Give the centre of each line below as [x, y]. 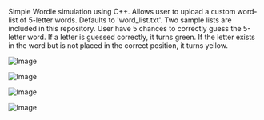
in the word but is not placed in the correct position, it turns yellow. [118, 46]
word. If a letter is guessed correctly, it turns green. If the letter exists [141, 37]
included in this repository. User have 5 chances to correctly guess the [125, 28]
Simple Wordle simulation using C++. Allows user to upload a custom [122, 12]
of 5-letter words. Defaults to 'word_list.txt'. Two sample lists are [126, 20]
